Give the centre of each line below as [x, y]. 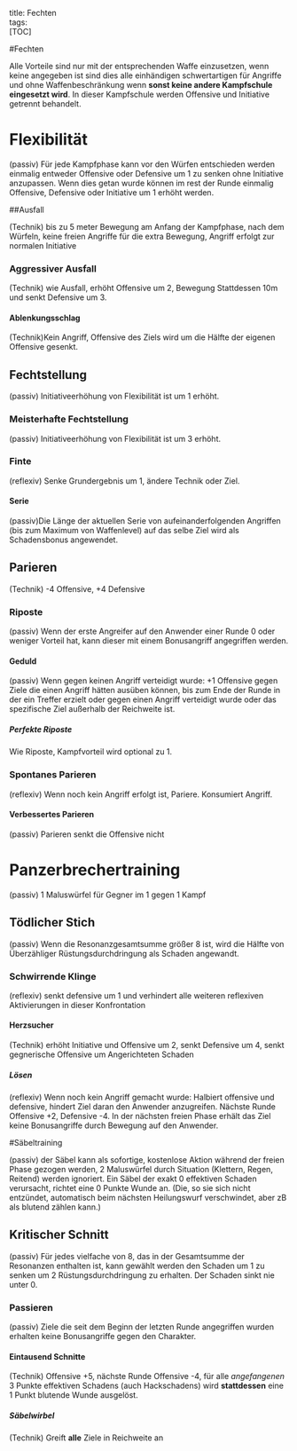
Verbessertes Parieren [52, 815]
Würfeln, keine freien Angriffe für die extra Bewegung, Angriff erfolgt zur [142, 236]
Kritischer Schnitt [59, 1235]
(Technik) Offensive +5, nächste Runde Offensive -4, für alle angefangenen [147, 1376]
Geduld [23, 661]
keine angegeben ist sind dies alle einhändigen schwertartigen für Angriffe [145, 75]
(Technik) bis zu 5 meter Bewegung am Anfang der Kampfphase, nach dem [147, 226]
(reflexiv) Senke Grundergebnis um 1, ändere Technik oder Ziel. [125, 481]
